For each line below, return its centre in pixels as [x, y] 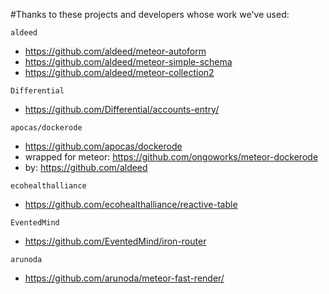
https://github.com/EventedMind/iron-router [115, 241]
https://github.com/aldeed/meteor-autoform [115, 51]
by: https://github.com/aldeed [86, 167]
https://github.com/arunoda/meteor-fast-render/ [124, 278]
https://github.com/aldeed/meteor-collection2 [119, 72]
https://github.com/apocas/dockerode [103, 146]
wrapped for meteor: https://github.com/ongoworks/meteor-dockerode [171, 157]
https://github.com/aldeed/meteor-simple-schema [128, 62]
